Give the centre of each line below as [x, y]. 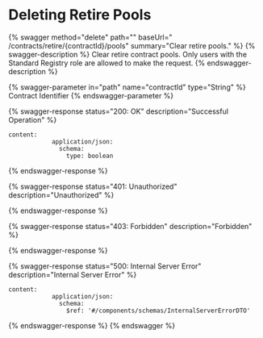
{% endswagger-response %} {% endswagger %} [92, 325]
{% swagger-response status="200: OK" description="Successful [118, 111]
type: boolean [90, 156]
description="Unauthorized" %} [61, 194]
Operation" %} [33, 119]
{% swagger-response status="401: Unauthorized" [93, 186]
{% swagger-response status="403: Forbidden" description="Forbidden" [130, 226]
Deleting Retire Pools [80, 15]
